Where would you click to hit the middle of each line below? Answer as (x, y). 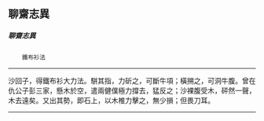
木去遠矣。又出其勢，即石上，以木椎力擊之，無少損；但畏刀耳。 (111, 101)
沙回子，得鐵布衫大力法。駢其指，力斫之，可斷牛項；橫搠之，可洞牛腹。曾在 (132, 81)
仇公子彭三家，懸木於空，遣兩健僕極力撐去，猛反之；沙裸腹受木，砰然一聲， (132, 91)
